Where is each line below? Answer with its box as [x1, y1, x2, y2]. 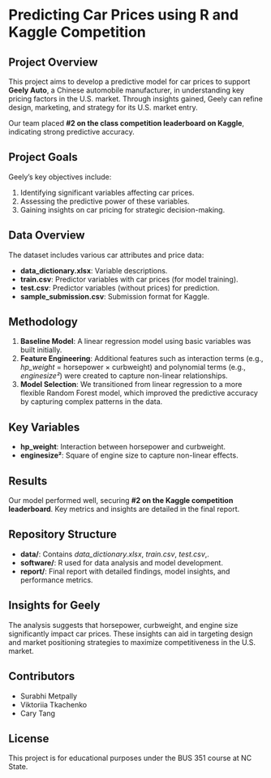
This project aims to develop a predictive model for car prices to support [8, 77, 251, 86]
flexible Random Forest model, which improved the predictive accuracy [19, 388, 258, 398]
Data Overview [8, 229, 85, 243]
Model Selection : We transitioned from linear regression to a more [19, 380, 243, 389]
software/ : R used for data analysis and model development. [19, 557, 223, 567]
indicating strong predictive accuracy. [8, 127, 135, 136]
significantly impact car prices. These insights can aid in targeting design [8, 629, 253, 638]
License [8, 732, 49, 746]
